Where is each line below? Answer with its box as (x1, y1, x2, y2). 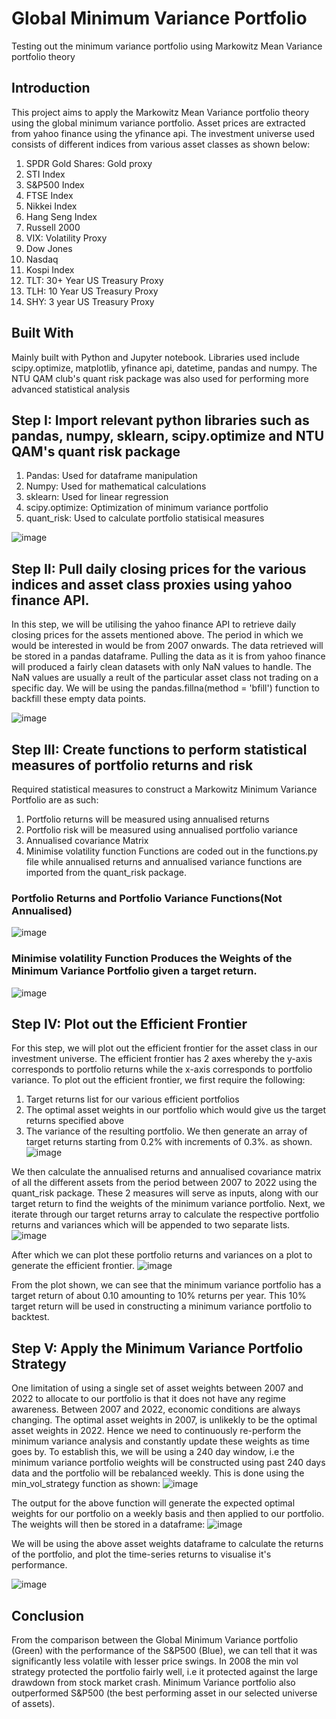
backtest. (11, 1311, 50, 1323)
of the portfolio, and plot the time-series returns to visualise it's (11, 1548, 272, 1561)
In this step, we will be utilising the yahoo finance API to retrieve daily (11, 618, 297, 631)
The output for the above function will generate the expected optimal (11, 1497, 296, 1509)
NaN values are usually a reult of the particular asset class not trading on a (11, 672, 319, 684)
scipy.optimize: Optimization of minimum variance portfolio (25, 502, 269, 514)
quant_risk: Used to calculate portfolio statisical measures (25, 512, 265, 524)
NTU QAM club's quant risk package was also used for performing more (11, 372, 309, 384)
